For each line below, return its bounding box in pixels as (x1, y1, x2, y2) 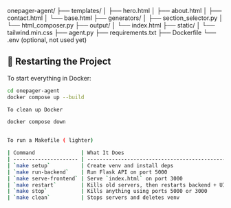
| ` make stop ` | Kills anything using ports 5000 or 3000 (7, 188, 208, 195)
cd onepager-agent (7, 87, 60, 94)
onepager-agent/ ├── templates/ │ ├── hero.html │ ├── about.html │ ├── (7, 7, 222, 14)
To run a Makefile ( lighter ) (7, 137, 94, 144)
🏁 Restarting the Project (7, 56, 111, 67)
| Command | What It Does (7, 149, 125, 156)
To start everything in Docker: (7, 74, 91, 82)
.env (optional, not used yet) (7, 36, 87, 44)
